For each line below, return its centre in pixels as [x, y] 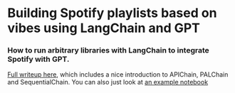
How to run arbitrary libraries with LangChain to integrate [109, 50]
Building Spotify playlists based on [112, 13]
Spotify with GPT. [38, 60]
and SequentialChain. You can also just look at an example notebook [108, 82]
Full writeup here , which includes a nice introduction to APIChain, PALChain [118, 75]
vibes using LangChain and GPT [104, 28]
